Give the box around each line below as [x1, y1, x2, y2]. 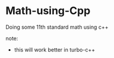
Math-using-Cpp [5, 4, 91, 18]
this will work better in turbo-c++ [14, 46, 96, 53]
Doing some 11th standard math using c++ [5, 23, 109, 30]
